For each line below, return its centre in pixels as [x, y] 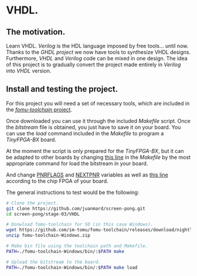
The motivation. [36, 32]
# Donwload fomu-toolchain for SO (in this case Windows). [80, 224]
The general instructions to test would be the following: [73, 192]
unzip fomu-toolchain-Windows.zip [48, 236]
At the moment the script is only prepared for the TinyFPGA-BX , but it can [95, 151]
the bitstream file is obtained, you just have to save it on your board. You [94, 127]
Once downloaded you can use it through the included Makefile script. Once [98, 121]
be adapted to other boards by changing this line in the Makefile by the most [98, 157]
